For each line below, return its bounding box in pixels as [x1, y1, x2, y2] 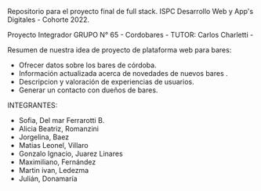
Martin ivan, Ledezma [18, 166, 89, 175]
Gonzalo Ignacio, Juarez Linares [18, 149, 123, 158]
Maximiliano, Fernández [18, 157, 96, 167]
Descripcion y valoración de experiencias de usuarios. [18, 77, 194, 86]
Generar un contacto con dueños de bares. [18, 85, 158, 95]
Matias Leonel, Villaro [18, 141, 89, 150]
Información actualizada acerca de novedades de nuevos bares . [18, 69, 228, 77]
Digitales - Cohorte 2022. [7, 15, 90, 24]
